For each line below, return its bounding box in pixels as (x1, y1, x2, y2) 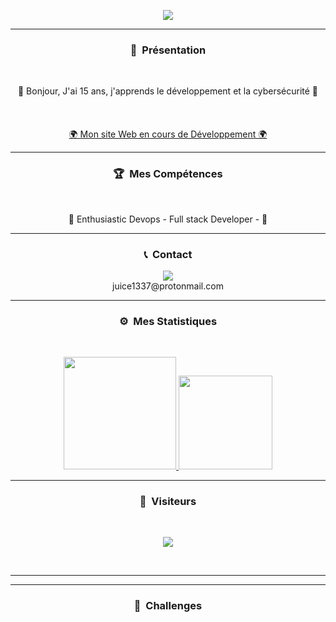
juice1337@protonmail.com (112, 280, 224, 292)
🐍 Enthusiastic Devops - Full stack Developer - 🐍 (68, 213, 268, 225)
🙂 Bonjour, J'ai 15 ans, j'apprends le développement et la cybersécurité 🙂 (17, 85, 319, 97)
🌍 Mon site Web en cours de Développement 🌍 (68, 128, 268, 140)
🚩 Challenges (133, 599, 203, 613)
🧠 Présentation (129, 43, 207, 57)
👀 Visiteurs (139, 495, 197, 509)
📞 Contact (143, 247, 193, 261)
